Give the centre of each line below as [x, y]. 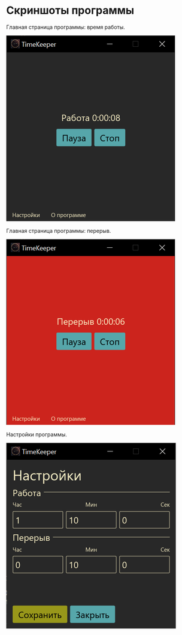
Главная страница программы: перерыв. [59, 230]
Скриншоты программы [70, 11]
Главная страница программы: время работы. [66, 27]
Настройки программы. [37, 434]
